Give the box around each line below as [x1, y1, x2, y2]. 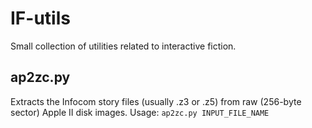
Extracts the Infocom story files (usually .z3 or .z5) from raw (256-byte [10, 95, 302, 107]
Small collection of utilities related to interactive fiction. [10, 40, 237, 52]
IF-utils [10, 7, 71, 30]
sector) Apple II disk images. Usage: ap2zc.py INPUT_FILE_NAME [10, 106, 270, 118]
